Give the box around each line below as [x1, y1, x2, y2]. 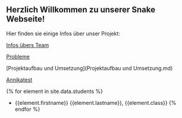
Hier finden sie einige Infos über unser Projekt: [6, 30, 121, 37]
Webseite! [6, 14, 45, 24]
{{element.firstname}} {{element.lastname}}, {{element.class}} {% [14, 99, 177, 106]
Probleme [6, 53, 30, 60]
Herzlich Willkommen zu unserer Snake [6, 5, 156, 15]
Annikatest [6, 76, 33, 83]
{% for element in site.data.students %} [6, 88, 103, 95]
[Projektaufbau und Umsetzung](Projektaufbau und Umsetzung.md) [6, 64, 173, 72]
